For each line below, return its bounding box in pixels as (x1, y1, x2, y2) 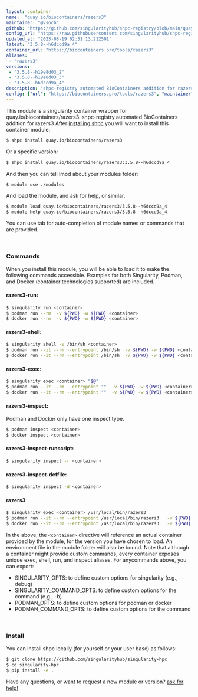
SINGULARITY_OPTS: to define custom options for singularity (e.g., (14, 574, 178, 581)
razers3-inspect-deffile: (6, 470, 67, 478)
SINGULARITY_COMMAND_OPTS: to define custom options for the (14, 587, 177, 594)
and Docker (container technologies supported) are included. (6, 278, 155, 285)
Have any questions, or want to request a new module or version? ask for (6, 678, 184, 685)
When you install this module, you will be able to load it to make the (6, 266, 170, 273)
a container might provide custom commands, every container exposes (6, 550, 179, 557)
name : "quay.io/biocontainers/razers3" (6, 14, 107, 20)
